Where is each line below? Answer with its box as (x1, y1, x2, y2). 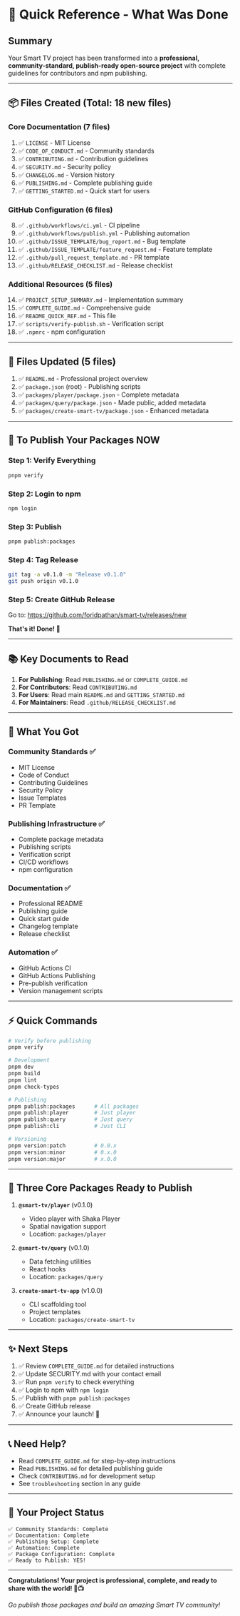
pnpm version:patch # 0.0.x (8, 1142, 117, 1149)
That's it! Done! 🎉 (8, 624, 61, 634)
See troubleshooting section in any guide (18, 1479, 141, 1488)
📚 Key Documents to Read (8, 653, 129, 665)
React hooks (28, 1265, 66, 1274)
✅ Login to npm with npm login (18, 1386, 109, 1394)
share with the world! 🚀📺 (8, 1584, 85, 1592)
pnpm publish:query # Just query (8, 1116, 133, 1123)
